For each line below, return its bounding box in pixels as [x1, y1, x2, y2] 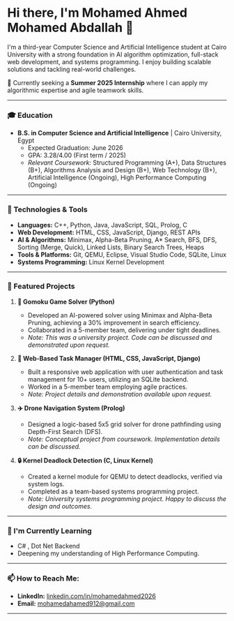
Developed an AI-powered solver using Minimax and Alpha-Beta [27, 310, 212, 319]
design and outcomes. [27, 502, 93, 510]
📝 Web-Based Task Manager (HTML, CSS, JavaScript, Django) [17, 354, 201, 362]
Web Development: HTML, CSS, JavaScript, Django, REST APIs [17, 228, 201, 237]
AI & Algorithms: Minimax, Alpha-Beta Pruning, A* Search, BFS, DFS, [17, 235, 217, 244]
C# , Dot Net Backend [17, 542, 80, 551]
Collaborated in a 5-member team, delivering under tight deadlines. [27, 326, 221, 334]
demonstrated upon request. [27, 341, 110, 349]
